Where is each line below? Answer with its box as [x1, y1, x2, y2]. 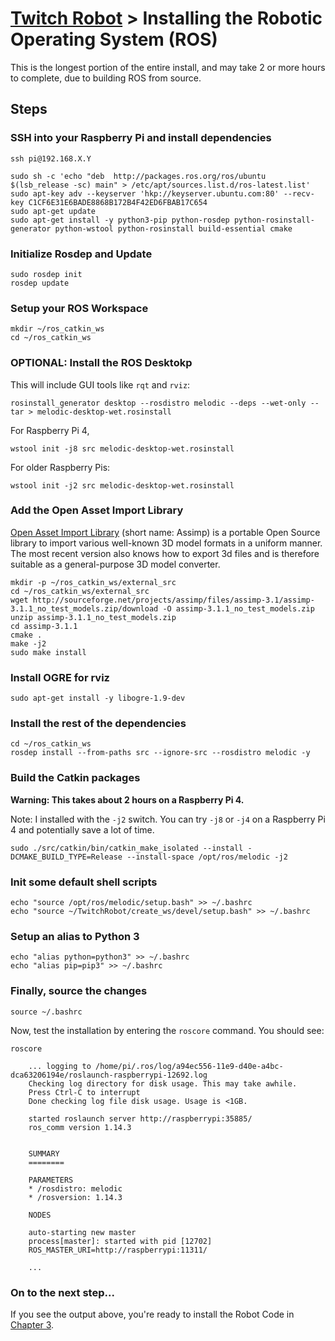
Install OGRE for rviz [10, 670, 110, 684]
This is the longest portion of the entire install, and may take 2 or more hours [10, 61, 326, 73]
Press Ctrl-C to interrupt [28, 1087, 141, 1097]
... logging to [28, 1061, 92, 1071]
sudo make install [10, 647, 87, 657]
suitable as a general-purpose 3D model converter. [10, 558, 221, 570]
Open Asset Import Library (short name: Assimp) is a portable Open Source [10, 526, 321, 538]
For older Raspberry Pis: [10, 461, 111, 473]
